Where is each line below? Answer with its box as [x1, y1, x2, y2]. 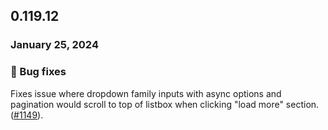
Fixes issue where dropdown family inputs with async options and [10, 87, 282, 99]
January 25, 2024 [10, 38, 99, 52]
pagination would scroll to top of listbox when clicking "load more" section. [10, 98, 320, 110]
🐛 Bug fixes [10, 65, 67, 79]
